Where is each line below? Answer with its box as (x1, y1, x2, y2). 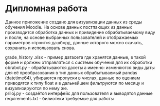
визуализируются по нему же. (5, 85, 68, 91)
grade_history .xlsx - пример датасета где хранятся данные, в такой (5, 54, 146, 60)
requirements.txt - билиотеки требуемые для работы (5, 95, 114, 101)
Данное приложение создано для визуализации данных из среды (5, 19, 142, 25)
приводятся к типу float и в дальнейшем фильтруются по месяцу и (5, 80, 144, 86)
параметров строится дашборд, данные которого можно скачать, (5, 39, 143, 45)
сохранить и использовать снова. (5, 45, 75, 51)
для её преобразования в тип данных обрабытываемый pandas (5, 70, 138, 75)
